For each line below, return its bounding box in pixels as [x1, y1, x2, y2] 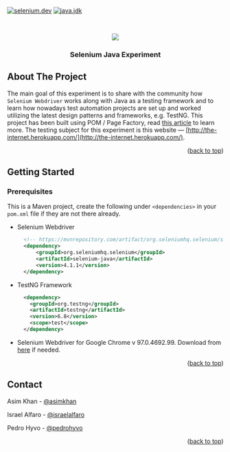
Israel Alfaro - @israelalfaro [7, 410, 84, 418]
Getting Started [7, 166, 75, 178]
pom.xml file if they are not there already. [7, 210, 121, 218]
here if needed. [16, 346, 60, 354]
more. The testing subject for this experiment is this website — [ [7, 126, 189, 134]
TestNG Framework [16, 280, 72, 289]
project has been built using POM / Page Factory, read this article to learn [7, 118, 215, 126]
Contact [7, 378, 43, 391]
